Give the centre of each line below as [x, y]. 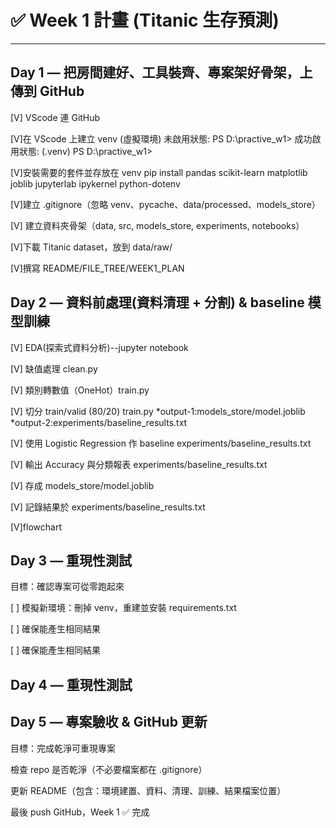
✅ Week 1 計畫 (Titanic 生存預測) [145, 20]
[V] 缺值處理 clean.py [54, 368]
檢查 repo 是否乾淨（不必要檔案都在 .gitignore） [109, 769]
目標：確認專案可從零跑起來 [67, 587]
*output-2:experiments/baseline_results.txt [99, 422]
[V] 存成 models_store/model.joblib [82, 485]
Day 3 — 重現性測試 [71, 560]
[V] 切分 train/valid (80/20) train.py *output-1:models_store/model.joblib [158, 411]
